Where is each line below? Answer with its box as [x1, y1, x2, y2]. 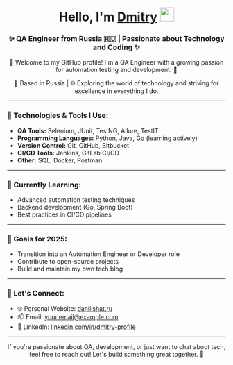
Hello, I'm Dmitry [58, 9, 158, 25]
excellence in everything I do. [74, 87, 159, 95]
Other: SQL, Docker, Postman [17, 156, 103, 164]
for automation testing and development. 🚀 [55, 66, 178, 74]
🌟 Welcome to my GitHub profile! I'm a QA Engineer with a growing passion [9, 58, 224, 67]
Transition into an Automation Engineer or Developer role [17, 250, 180, 258]
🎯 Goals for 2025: [7, 235, 68, 244]
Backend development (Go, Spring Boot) [17, 203, 133, 212]
